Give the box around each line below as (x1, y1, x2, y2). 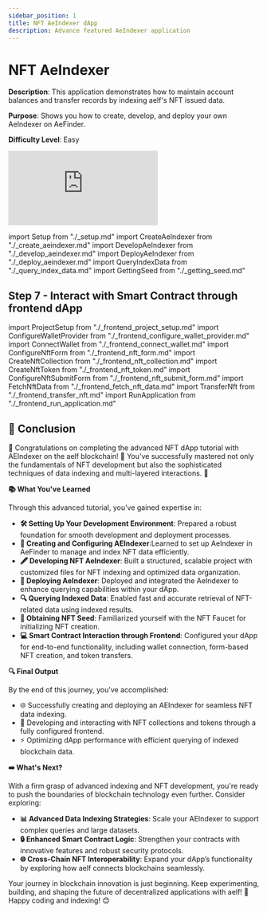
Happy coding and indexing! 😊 (8, 895, 110, 905)
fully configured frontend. (19, 726, 105, 735)
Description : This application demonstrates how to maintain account (8, 87, 234, 96)
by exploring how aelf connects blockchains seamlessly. (19, 863, 206, 872)
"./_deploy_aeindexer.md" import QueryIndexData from (8, 257, 187, 267)
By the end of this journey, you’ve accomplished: (8, 684, 169, 694)
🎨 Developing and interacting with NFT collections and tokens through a (19, 718, 257, 727)
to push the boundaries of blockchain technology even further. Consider (8, 790, 245, 799)
